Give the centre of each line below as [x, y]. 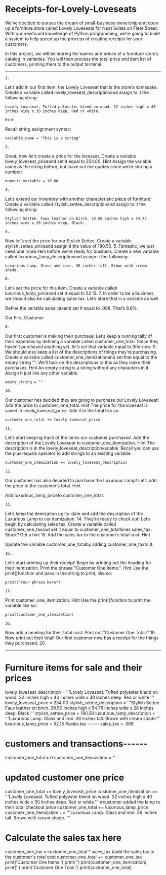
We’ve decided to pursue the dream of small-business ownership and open [82, 23]
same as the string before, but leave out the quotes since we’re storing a [79, 166]
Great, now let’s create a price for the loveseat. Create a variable [71, 156]
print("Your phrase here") [33, 582]
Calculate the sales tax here [63, 838]
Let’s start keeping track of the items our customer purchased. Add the [77, 437]
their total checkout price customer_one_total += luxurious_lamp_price [77, 807]
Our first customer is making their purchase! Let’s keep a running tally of [79, 336]
